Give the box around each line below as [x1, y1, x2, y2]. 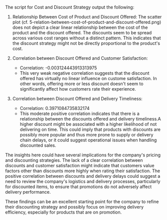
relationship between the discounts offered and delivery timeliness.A [19, 116, 161, 121]
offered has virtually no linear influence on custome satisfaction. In [19, 76, 157, 81]
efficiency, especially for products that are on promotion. [5, 209, 122, 215]
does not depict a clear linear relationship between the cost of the [12, 24, 148, 30]
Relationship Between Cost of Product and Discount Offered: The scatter [12, 14, 162, 19]
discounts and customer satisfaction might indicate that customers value [5, 163, 155, 168]
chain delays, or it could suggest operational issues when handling [19, 137, 157, 143]
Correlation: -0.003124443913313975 [19, 65, 97, 71]
